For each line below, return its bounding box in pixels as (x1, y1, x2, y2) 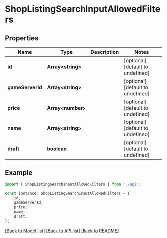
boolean (47, 145, 67, 152)
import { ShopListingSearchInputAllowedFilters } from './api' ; (5, 182, 141, 187)
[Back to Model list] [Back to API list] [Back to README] (5, 228, 119, 234)
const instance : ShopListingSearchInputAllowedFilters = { (5, 191, 130, 196)
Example (5, 168, 33, 177)
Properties (5, 34, 39, 42)
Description (90, 49, 119, 55)
